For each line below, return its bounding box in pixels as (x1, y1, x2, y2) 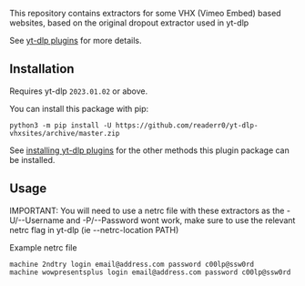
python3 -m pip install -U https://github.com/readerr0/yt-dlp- (9, 120, 259, 130)
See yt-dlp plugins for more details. (9, 36, 142, 46)
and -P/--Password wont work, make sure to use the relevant (66, 214, 296, 226)
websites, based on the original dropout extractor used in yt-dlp (9, 17, 249, 28)
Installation (9, 61, 75, 77)
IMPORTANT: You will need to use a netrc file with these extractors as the (9, 205, 285, 216)
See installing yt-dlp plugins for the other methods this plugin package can (9, 145, 290, 156)
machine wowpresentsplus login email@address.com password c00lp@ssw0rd (9, 268, 291, 277)
